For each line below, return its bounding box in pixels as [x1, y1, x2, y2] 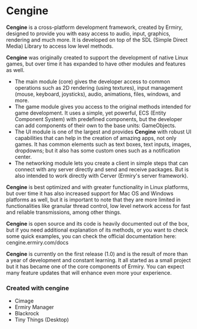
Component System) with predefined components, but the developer [14, 115, 183, 122]
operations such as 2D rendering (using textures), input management [14, 84, 183, 91]
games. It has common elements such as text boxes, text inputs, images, [14, 141, 192, 148]
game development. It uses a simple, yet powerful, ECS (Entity [14, 109, 166, 116]
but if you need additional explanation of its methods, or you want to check [6, 226, 188, 233]
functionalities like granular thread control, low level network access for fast [6, 202, 191, 209]
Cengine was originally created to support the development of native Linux [6, 54, 189, 61]
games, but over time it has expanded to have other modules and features [6, 60, 186, 67]
